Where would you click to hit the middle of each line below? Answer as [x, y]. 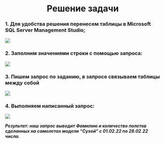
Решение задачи [83, 9]
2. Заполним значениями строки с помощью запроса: [74, 53]
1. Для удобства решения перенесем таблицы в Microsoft [78, 24]
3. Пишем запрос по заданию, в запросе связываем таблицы [82, 76]
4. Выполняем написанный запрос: [50, 106]
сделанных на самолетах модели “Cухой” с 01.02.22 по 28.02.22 [77, 131]
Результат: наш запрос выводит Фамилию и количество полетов [76, 126]
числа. [13, 137]
